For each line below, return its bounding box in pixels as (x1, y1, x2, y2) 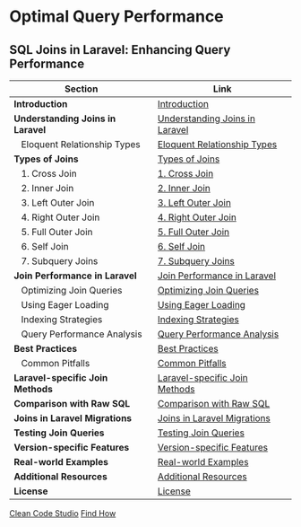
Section (64, 83, 99, 95)
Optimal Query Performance (9, 6, 224, 27)
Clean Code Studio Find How (9, 508, 116, 518)
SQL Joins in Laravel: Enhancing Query (9, 42, 231, 57)
